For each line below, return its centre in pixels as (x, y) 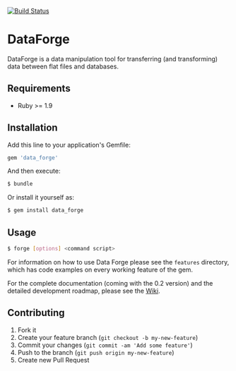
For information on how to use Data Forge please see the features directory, (118, 262)
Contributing (36, 313)
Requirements (39, 89)
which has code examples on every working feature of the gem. (100, 269)
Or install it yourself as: (41, 197)
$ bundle (20, 184)
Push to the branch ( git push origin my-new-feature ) (96, 352)
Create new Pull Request (53, 360)
